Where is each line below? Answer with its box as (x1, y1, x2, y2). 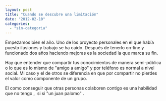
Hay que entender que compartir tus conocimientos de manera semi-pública (5, 60, 162, 66)
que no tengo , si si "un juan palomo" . (5, 91, 84, 97)
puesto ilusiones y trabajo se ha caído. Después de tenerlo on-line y (5, 45, 144, 51)
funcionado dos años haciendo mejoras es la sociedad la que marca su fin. (5, 50, 158, 56)
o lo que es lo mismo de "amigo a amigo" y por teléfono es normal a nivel (5, 65, 155, 71)
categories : (5, 21, 30, 26)
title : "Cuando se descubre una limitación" (5, 12, 99, 17)
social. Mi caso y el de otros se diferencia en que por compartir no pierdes (5, 70, 158, 76)
